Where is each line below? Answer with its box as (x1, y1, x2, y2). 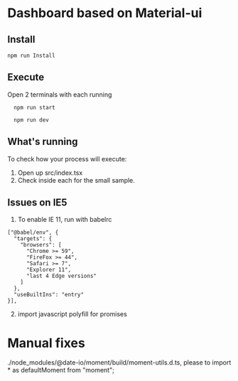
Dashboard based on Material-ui (7, 5, 202, 21)
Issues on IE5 (7, 197, 67, 209)
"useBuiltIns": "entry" (13, 291, 84, 299)
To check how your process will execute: (7, 154, 127, 163)
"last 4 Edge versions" (26, 272, 97, 280)
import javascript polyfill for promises (17, 310, 128, 318)
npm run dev (13, 116, 50, 124)
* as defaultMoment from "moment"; (7, 366, 115, 375)
